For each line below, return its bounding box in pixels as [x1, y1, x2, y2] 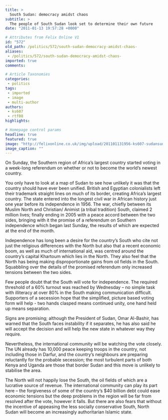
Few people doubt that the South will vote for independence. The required [5, 279, 157, 285]
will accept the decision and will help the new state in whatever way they [5, 326, 155, 332]
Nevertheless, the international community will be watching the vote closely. [5, 341, 162, 347]
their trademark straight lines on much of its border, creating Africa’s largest [5, 190, 161, 196]
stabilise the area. [5, 367, 42, 373]
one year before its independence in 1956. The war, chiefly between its [5, 201, 151, 207]
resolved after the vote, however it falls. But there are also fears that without [5, 398, 161, 404]
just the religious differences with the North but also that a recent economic [5, 243, 161, 249]
